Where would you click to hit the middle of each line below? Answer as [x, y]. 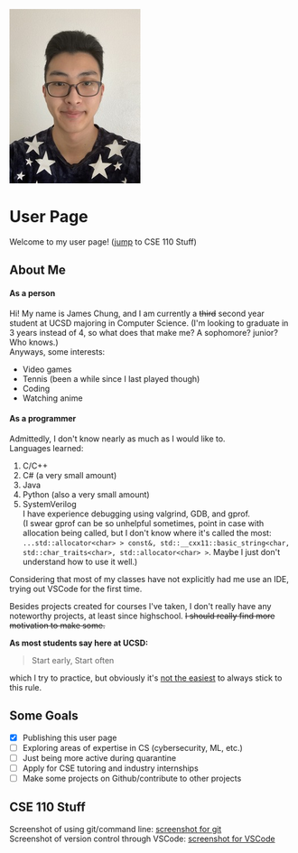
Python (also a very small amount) [86, 494]
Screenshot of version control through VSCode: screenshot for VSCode [142, 839]
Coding [36, 388]
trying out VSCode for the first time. [76, 589]
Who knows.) [34, 342]
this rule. [26, 687]
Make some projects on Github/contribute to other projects [132, 778]
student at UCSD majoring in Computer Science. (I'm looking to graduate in [149, 323]
